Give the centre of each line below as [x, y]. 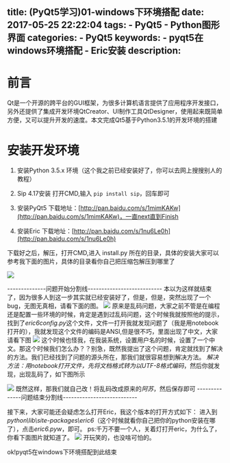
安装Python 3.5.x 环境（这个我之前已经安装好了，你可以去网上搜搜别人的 [119, 170]
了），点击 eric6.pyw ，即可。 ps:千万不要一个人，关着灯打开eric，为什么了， [114, 429]
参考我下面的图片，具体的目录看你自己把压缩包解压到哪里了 [91, 261]
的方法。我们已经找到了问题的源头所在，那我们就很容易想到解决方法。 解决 [113, 357]
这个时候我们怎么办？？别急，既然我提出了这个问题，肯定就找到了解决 [124, 349]
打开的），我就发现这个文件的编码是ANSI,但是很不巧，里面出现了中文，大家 [112, 332]
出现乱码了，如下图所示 [52, 374]
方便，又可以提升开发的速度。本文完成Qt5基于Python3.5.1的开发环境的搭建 [112, 120]
